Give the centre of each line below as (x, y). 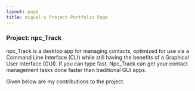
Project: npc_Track (34, 38)
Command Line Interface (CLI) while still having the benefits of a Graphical (98, 57)
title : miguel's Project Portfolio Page (57, 17)
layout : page (22, 12)
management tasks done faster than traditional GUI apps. (76, 70)
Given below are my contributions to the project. (66, 81)
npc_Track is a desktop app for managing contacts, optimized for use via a (98, 51)
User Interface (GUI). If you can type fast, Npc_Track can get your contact (97, 64)
